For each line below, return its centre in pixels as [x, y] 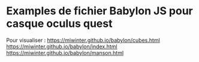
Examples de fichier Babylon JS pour [100, 11]
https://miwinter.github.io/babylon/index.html [62, 46]
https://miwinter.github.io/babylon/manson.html [65, 52]
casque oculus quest [59, 24]
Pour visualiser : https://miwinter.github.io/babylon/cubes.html [83, 40]
